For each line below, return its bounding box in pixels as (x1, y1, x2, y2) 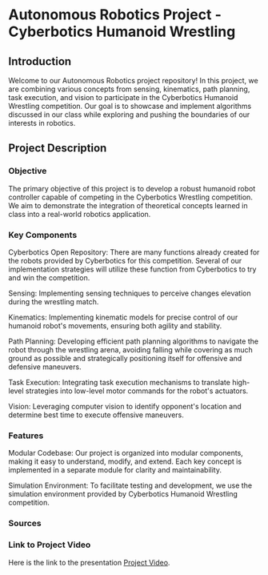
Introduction (8, 54, 72, 68)
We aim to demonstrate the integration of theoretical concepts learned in (8, 200, 248, 210)
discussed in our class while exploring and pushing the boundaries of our (8, 110, 250, 119)
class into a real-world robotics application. (8, 209, 151, 219)
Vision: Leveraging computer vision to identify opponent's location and (8, 401, 242, 411)
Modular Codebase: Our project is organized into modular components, (8, 448, 244, 458)
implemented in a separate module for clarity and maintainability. (8, 465, 222, 475)
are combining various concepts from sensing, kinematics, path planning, (8, 84, 250, 94)
